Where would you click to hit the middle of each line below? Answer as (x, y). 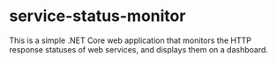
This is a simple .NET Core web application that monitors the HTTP (130, 40)
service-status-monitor (97, 16)
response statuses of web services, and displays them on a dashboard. (139, 49)
